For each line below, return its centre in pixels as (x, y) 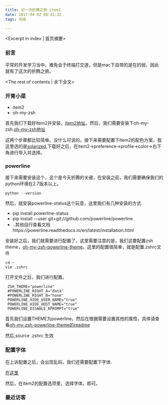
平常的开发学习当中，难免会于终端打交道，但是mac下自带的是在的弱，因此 (82, 65)
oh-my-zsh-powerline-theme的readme (50, 325)
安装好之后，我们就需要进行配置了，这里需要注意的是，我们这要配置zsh (79, 241)
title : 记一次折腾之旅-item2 (33, 10)
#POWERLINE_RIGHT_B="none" (36, 296)
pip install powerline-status (40, 213)
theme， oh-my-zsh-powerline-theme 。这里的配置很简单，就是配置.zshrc (81, 247)
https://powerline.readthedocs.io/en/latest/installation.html (73, 230)
